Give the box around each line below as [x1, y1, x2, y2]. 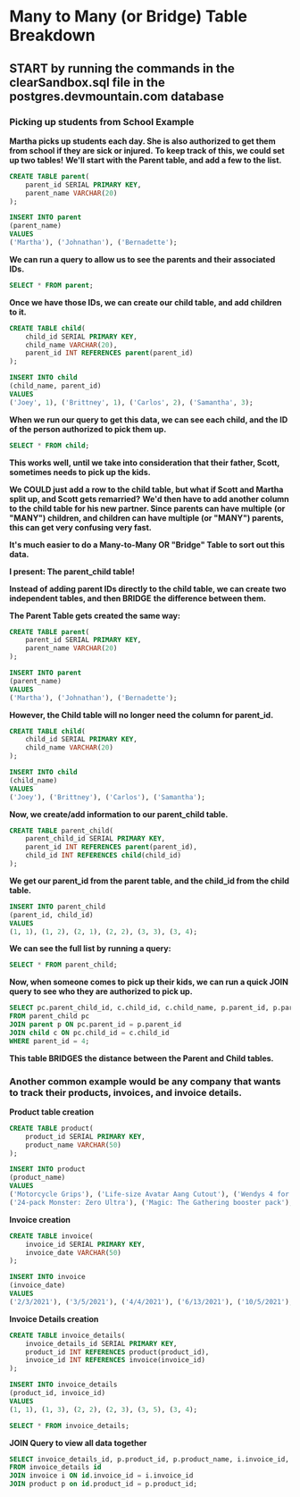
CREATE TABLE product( [9, 1124, 94, 1133]
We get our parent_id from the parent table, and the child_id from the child [9, 875, 290, 886]
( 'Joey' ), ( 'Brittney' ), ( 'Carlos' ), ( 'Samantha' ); [9, 792, 205, 801]
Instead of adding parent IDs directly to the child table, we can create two [9, 583, 287, 594]
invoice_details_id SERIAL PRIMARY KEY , [25, 1339, 178, 1348]
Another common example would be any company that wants [9, 1075, 281, 1087]
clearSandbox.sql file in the [9, 74, 165, 90]
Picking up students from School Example [9, 115, 195, 128]
